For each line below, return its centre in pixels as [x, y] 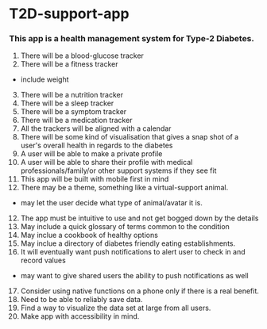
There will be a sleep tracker [67, 103]
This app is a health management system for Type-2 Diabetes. [132, 39]
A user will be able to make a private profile [91, 154]
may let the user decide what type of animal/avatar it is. [112, 203]
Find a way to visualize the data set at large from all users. [116, 308]
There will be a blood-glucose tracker [82, 55]
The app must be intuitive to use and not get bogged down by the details [139, 218]
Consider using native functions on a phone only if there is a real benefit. [139, 291]
